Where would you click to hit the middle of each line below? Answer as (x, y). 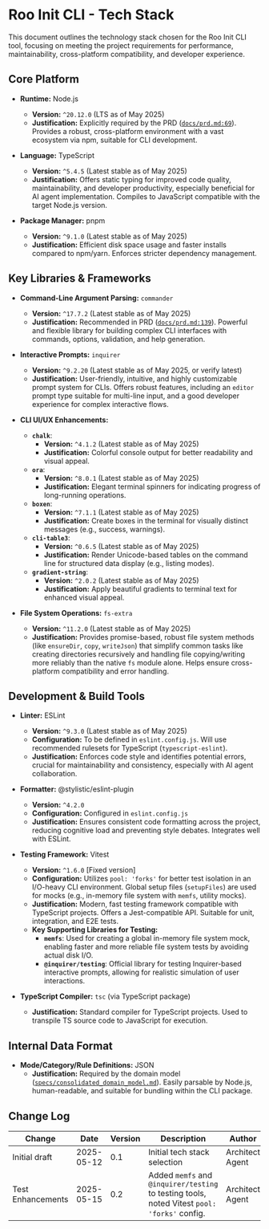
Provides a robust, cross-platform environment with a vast (128, 131)
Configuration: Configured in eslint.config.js (110, 813)
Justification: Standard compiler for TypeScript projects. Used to (140, 1012)
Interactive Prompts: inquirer (70, 354)
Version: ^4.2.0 (58, 805)
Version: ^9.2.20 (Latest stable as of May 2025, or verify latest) (137, 370)
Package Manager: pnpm (62, 220)
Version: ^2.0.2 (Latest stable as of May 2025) (121, 580)
